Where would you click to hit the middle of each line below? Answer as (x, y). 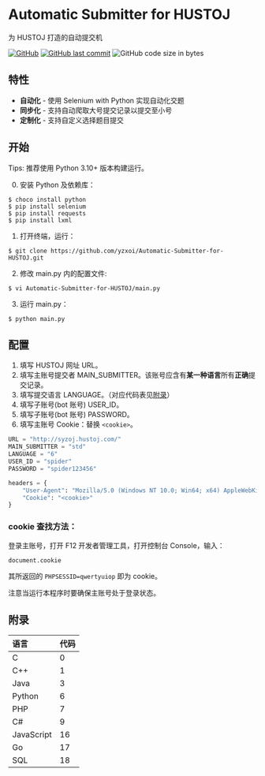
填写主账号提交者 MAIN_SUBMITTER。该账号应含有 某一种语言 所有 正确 (134, 375)
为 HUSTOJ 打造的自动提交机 (55, 37)
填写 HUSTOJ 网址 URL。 (61, 365)
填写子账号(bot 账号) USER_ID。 (71, 405)
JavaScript (32, 735)
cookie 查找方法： (43, 527)
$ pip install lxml (40, 220)
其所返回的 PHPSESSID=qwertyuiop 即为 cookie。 (85, 576)
